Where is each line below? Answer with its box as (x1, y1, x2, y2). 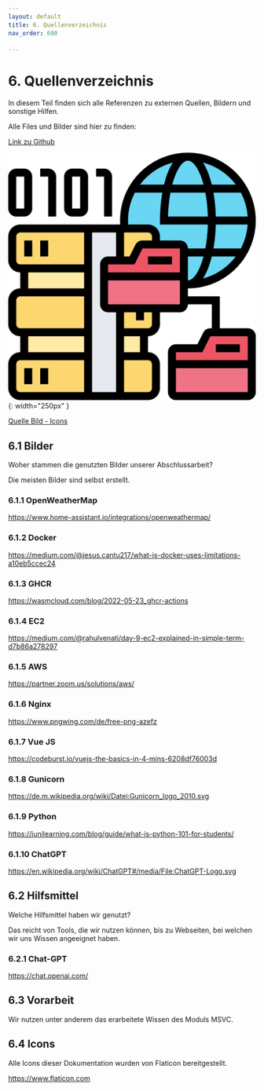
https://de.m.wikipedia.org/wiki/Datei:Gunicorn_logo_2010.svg (8, 792, 210, 801)
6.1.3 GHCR (8, 578, 53, 589)
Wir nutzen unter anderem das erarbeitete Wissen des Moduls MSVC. (8, 1014, 233, 1024)
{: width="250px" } (8, 401, 70, 411)
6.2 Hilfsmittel (8, 889, 79, 902)
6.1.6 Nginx (8, 699, 52, 710)
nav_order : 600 (8, 29, 58, 37)
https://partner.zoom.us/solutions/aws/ (8, 679, 135, 689)
